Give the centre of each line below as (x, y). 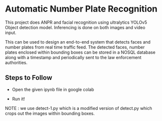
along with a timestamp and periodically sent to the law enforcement (73, 57)
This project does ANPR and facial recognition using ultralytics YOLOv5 (76, 22)
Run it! (18, 99)
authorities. (16, 62)
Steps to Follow (29, 78)
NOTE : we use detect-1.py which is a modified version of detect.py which (79, 108)
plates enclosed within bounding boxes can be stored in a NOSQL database (80, 52)
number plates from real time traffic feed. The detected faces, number (75, 47)
